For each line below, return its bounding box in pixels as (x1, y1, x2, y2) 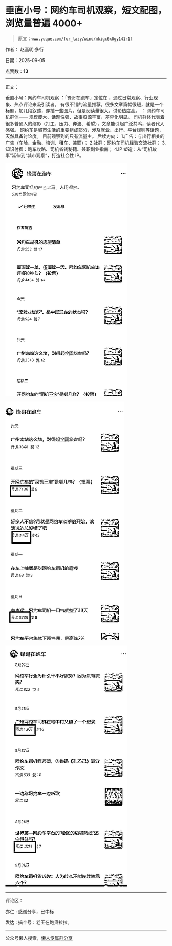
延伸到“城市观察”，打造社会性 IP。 (12, 152, 84, 158)
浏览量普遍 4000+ (5, 17, 83, 29)
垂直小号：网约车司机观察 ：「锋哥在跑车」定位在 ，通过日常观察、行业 (5, 94, 154, 100)
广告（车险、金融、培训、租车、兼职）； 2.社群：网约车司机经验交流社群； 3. (5, 139, 166, 146)
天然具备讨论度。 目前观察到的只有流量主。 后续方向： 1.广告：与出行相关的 (5, 133, 165, 139)
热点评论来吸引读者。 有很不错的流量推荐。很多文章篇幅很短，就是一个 (14, 101, 164, 107)
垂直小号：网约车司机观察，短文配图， (5, 5, 167, 16)
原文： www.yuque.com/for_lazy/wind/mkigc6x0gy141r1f (17, 35, 133, 42)
